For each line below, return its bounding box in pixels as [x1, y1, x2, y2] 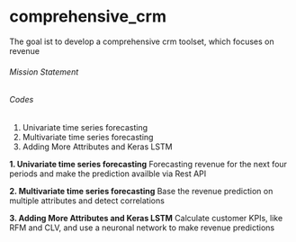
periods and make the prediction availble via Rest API [9, 168, 207, 179]
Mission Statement [9, 66, 79, 77]
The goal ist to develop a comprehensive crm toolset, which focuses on [9, 36, 274, 47]
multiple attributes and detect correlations [9, 195, 165, 206]
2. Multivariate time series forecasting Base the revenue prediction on [9, 185, 274, 196]
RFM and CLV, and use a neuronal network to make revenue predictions [9, 222, 275, 233]
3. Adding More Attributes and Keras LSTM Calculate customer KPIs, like [9, 212, 283, 223]
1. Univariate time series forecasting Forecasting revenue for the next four [9, 158, 288, 169]
